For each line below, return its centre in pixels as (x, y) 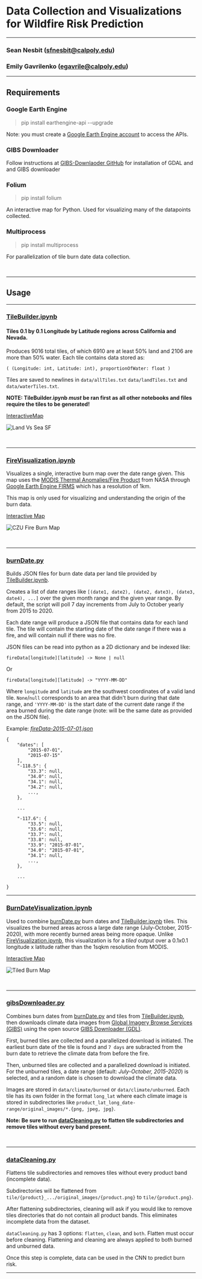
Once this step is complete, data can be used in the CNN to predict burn (96, 1258)
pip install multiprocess (50, 244)
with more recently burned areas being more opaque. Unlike (99, 934)
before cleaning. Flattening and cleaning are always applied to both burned (99, 1240)
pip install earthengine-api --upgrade (67, 122)
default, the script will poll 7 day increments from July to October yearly (95, 605)
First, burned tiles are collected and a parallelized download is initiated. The (100, 1041)
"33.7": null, (45, 835)
